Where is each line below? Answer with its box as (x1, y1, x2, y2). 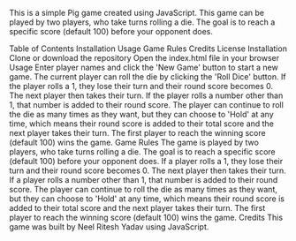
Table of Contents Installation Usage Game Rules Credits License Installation (9, 43, 287, 54)
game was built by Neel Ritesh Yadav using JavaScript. (9, 222, 209, 232)
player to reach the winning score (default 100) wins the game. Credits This (9, 212, 284, 222)
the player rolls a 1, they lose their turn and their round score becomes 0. (9, 81, 274, 91)
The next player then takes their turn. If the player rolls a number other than (9, 90, 284, 101)
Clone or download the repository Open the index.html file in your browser (9, 53, 280, 63)
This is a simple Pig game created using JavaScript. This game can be (9, 8, 265, 18)
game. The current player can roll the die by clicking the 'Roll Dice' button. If (9, 72, 286, 82)
